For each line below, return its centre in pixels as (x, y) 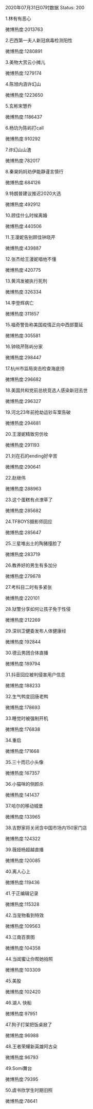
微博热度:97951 (21, 1014)
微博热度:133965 (23, 817)
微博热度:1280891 (24, 51)
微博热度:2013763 (24, 29)
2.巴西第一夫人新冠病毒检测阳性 (39, 40)
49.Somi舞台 (19, 1068)
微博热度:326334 (24, 292)
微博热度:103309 (23, 970)
